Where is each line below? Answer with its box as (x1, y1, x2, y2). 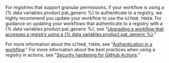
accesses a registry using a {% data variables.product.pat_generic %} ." (5, 31, 156, 37)
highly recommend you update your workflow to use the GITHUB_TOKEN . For (5, 15, 162, 21)
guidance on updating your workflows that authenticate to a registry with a (5, 20, 163, 26)
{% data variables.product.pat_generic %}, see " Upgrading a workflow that (5, 26, 164, 32)
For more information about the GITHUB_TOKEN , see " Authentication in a (5, 41, 153, 47)
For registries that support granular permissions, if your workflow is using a (5, 5, 164, 10)
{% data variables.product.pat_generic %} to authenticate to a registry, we (5, 10, 162, 16)
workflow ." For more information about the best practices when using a (5, 47, 155, 52)
